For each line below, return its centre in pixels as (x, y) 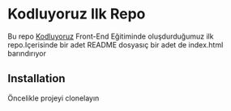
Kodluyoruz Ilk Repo (77, 14)
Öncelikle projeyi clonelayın (53, 98)
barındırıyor (27, 53)
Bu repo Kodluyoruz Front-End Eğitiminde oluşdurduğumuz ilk (111, 36)
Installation (36, 78)
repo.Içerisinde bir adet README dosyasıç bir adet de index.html (115, 44)
